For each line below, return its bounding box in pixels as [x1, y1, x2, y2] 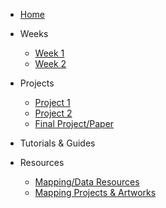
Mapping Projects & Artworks [34, 187, 157, 198]
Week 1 [34, 47, 65, 59]
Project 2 [34, 107, 73, 119]
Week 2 [34, 58, 67, 69]
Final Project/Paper [34, 118, 115, 129]
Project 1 [34, 97, 71, 108]
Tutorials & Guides [19, 137, 96, 149]
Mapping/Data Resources [34, 176, 140, 188]
